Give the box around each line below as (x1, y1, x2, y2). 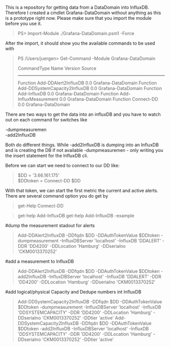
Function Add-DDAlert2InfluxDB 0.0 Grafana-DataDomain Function (17, 80, 157, 86)
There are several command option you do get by (5, 193, 108, 199)
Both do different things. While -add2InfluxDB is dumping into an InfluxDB (5, 142, 159, 148)
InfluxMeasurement (17, 96, 59, 102)
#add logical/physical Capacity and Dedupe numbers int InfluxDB (5, 289, 142, 295)
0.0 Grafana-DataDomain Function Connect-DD (59, 96, 158, 102)
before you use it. (5, 20, 42, 26)
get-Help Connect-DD (17, 203, 64, 209)
